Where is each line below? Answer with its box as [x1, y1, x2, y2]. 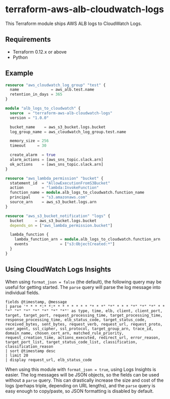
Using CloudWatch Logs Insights [5, 265, 111, 274]
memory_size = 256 [10, 139, 49, 144]
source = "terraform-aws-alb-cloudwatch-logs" [10, 111, 113, 116]
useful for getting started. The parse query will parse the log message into [5, 284, 161, 290]
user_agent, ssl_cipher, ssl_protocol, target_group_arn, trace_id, [5, 326, 154, 331]
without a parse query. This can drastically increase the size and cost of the [5, 377, 164, 383]
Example [5, 69, 34, 77]
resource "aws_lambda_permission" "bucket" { [5, 176, 103, 181]
